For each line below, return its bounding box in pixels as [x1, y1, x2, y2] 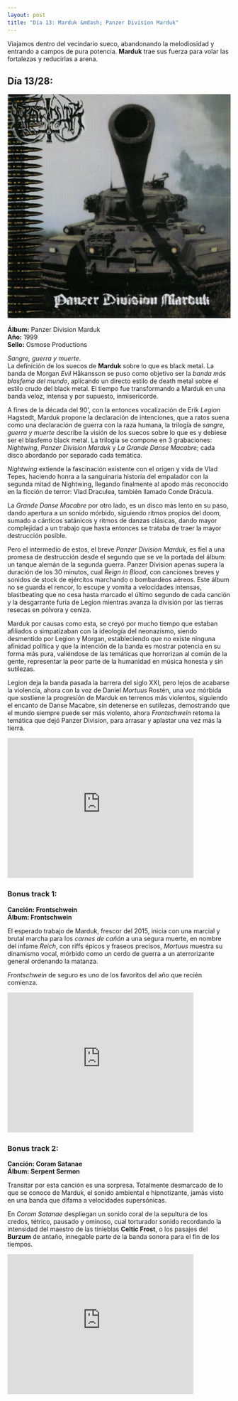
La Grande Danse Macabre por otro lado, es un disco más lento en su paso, [7, 501, 229, 510]
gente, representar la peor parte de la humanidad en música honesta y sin [7, 657, 223, 666]
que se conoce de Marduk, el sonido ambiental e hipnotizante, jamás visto [7, 1188, 225, 1197]
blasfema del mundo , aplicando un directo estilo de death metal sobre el [7, 377, 219, 385]
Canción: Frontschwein [7, 905, 78, 913]
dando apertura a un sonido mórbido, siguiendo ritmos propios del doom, [7, 509, 222, 517]
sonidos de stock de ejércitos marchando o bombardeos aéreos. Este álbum [7, 576, 230, 584]
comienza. [7, 978, 38, 987]
